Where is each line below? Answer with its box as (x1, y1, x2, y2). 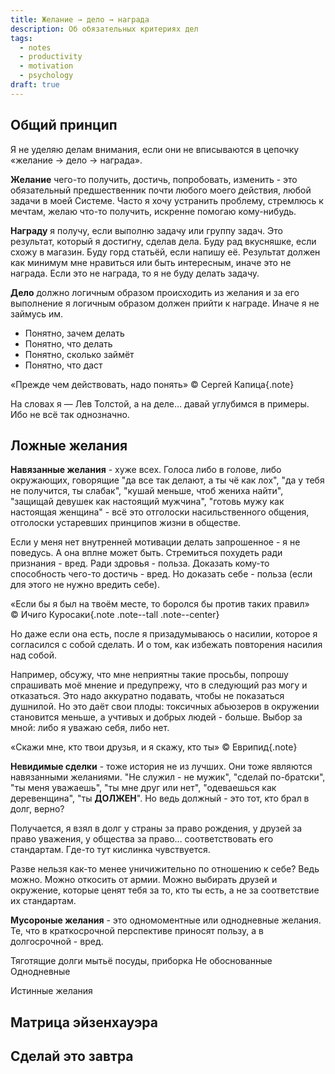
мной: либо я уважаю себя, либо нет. (10, 722, 170, 734)
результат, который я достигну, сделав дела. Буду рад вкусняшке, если (10, 235, 317, 247)
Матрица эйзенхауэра (10, 1014, 158, 1031)
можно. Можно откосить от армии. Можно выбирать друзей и (10, 874, 278, 886)
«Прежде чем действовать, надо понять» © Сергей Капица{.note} (10, 378, 295, 390)
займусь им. (10, 307, 64, 320)
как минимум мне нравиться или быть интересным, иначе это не (10, 256, 292, 268)
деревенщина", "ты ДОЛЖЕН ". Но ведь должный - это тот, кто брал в (10, 792, 310, 805)
